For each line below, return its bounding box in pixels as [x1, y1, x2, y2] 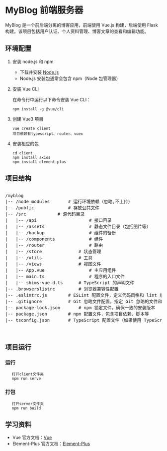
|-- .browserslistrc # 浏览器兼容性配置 [5, 286, 119, 292]
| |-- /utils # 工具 [5, 255, 93, 260]
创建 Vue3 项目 [12, 116, 44, 122]
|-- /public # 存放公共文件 [5, 205, 100, 210]
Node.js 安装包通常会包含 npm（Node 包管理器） [19, 75, 121, 81]
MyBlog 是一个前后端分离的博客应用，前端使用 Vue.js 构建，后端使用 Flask [5, 22, 158, 28]
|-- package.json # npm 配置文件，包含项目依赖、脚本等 [5, 311, 149, 317]
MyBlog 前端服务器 [5, 4, 83, 16]
